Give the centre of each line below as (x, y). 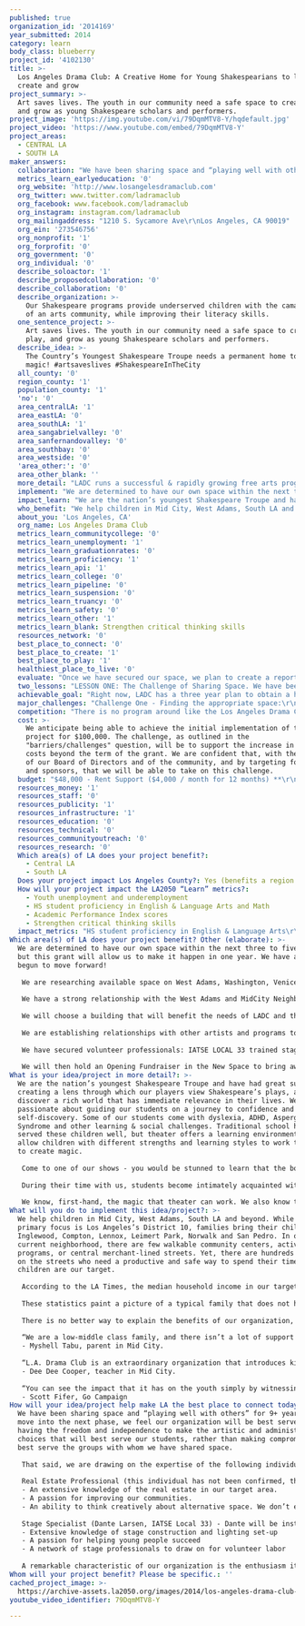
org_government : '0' (56, 255)
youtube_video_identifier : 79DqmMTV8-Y (85, 1600)
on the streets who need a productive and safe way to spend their (148, 1261)
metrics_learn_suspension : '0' (77, 593)
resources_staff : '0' (59, 796)
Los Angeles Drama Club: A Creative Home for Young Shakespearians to (154, 77)
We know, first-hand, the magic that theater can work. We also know (156, 1202)
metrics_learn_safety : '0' (69, 611)
